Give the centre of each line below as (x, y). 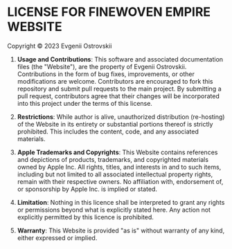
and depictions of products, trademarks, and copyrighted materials (113, 159)
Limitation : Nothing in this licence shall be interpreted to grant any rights (121, 202)
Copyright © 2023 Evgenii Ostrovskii (60, 46)
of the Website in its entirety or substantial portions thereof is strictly (115, 124)
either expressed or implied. (57, 238)
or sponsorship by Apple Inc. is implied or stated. (87, 189)
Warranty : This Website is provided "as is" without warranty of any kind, (121, 230)
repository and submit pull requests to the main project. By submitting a (119, 89)
